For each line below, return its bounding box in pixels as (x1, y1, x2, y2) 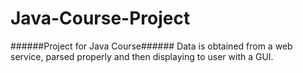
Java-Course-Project (10, 7, 191, 30)
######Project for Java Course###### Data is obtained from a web (10, 40, 293, 52)
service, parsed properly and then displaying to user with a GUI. (10, 50, 274, 62)
